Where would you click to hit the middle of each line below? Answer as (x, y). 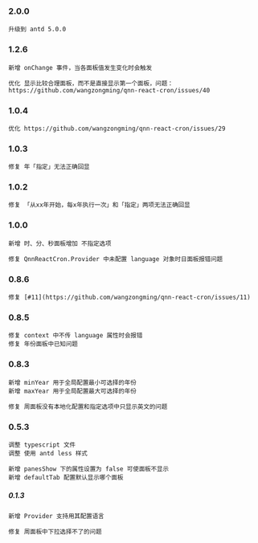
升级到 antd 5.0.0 (37, 30)
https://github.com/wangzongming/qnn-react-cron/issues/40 (109, 90)
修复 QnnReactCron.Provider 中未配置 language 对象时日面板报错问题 (116, 259)
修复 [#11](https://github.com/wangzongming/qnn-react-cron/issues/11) (129, 298)
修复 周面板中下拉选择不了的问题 (55, 532)
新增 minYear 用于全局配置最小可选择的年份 (72, 382)
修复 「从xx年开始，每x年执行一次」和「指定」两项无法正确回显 (99, 205)
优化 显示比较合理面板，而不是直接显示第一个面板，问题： (91, 83)
